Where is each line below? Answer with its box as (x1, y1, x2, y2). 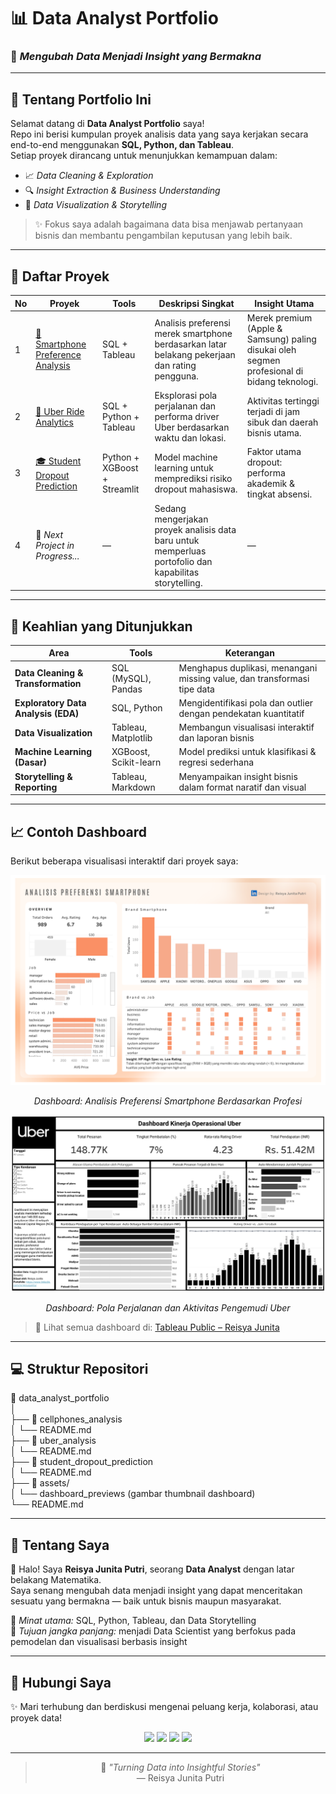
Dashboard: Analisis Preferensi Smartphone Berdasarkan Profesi (33, 1095, 303, 1107)
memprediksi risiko (154, 472, 233, 484)
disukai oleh (246, 343, 297, 355)
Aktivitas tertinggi (246, 395, 320, 407)
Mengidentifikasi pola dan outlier (178, 696, 314, 709)
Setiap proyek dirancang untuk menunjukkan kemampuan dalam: (10, 150, 278, 162)
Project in (35, 540, 75, 552)
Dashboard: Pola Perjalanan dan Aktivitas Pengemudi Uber (45, 1301, 291, 1314)
